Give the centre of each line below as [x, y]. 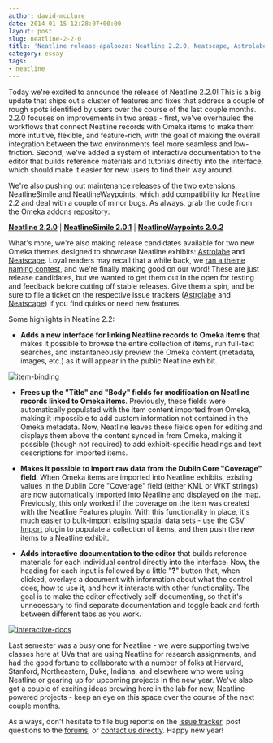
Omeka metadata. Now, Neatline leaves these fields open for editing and [141, 427]
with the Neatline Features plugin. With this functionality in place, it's [135, 511]
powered [23, 697]
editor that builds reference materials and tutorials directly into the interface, [136, 161]
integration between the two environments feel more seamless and [120, 144]
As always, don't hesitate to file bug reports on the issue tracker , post [125, 721]
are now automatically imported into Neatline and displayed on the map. [141, 494]
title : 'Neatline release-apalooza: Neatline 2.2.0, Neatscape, [119, 46]
